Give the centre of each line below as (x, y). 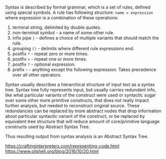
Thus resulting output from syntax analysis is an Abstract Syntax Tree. (77, 136)
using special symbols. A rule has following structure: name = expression (79, 12)
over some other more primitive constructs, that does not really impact (77, 100)
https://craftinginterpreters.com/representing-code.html (62, 146)
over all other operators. (37, 75)
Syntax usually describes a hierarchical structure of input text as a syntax (80, 84)
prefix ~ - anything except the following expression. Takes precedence (84, 70)
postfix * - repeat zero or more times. (50, 54)
